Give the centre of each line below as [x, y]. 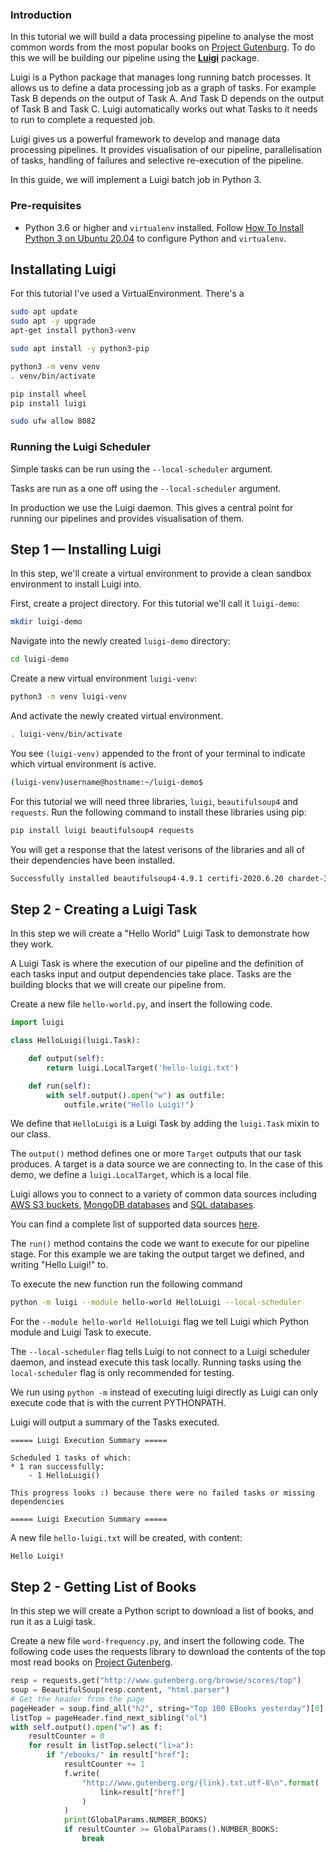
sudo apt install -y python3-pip [80, 349]
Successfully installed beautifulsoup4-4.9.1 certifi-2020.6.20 [147, 878]
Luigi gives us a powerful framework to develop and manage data [145, 139]
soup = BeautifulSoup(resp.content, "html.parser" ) [120, 1690]
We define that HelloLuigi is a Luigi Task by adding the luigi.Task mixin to [165, 1124]
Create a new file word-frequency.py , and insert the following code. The [157, 1641]
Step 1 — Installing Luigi [86, 549]
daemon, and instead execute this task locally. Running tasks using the [156, 1362]
